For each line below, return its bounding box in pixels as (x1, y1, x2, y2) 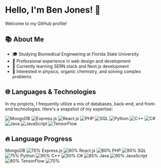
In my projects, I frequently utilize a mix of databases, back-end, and (5, 101, 143, 106)
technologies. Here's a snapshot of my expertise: (14, 106, 113, 112)
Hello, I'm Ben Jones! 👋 (5, 4, 101, 16)
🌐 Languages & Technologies (5, 88, 96, 96)
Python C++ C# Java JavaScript (20, 153, 148, 159)
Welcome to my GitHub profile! (5, 21, 67, 26)
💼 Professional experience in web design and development (12, 58, 131, 64)
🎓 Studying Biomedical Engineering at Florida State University (12, 51, 139, 57)
